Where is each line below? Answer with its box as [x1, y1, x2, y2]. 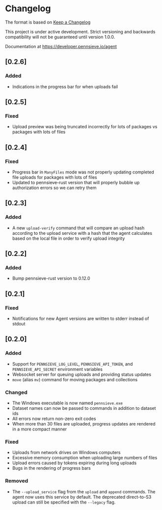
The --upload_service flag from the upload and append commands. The [12, 488, 156, 494]
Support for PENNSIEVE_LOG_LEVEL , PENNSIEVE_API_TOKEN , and [12, 361, 133, 367]
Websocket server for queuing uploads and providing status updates [12, 371, 151, 377]
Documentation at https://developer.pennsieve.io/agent [5, 43, 117, 49]
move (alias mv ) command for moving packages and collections [12, 376, 138, 382]
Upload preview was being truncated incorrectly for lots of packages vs [12, 124, 158, 130]
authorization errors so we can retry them [12, 185, 97, 191]
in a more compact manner [12, 426, 67, 432]
